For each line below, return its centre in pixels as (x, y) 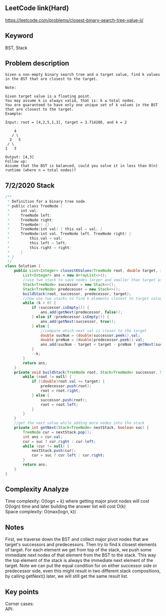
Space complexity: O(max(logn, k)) (41, 512)
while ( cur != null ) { (46, 446)
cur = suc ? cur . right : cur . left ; (60, 441)
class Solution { (23, 266)
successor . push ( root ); (64, 400)
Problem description (37, 63)
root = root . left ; (59, 405)
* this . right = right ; (39, 248)
